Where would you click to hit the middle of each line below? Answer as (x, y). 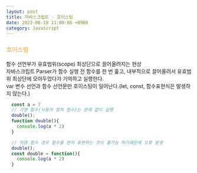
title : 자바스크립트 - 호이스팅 (40, 17)
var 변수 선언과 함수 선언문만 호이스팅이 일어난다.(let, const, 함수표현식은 (91, 86)
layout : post (22, 12)
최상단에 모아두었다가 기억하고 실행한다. (58, 79)
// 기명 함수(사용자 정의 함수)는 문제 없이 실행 (62, 110)
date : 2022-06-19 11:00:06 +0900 (47, 22)
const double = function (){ (46, 154)
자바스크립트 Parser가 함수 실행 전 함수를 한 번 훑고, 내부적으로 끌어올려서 (91, 71)
